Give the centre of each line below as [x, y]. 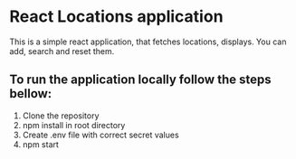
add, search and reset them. [62, 51]
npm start [40, 144]
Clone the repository [61, 116]
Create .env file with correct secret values [100, 135]
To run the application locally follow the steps [140, 80]
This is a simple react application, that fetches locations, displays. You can [148, 42]
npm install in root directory [74, 125]
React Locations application [116, 17]
